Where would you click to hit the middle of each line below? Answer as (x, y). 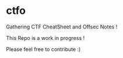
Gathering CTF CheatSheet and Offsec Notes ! (62, 27)
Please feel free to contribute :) (43, 49)
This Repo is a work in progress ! (45, 38)
